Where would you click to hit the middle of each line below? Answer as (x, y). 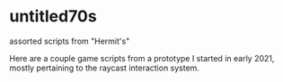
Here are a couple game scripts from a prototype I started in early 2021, (142, 58)
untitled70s (53, 16)
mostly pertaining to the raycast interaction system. (105, 68)
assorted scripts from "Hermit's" (70, 41)
